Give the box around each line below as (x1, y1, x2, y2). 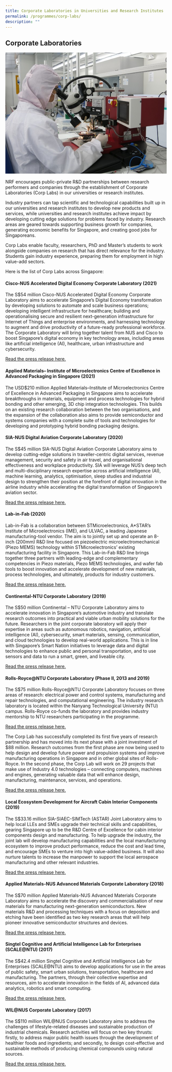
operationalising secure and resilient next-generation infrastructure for (5, 313, 155, 320)
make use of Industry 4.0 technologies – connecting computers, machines (5, 766, 162, 772)
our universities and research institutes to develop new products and (5, 205, 150, 211)
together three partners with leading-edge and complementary (5, 555, 138, 561)
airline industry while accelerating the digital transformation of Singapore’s (5, 484, 162, 490)
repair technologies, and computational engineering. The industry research (5, 697, 164, 704)
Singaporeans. (5, 232, 36, 238)
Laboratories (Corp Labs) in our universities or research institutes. (5, 190, 144, 196)
